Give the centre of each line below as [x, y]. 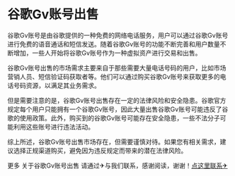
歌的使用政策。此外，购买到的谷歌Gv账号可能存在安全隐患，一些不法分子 [114, 118]
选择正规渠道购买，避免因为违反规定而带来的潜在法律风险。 [100, 150]
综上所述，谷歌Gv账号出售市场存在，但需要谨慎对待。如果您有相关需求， [114, 142]
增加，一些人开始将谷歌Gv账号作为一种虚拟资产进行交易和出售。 [107, 53]
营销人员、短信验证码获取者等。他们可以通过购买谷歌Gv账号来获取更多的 [114, 76]
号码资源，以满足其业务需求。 [57, 85]
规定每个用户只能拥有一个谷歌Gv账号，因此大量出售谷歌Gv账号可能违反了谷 [118, 109]
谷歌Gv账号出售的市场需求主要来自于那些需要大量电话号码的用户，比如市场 [117, 68]
